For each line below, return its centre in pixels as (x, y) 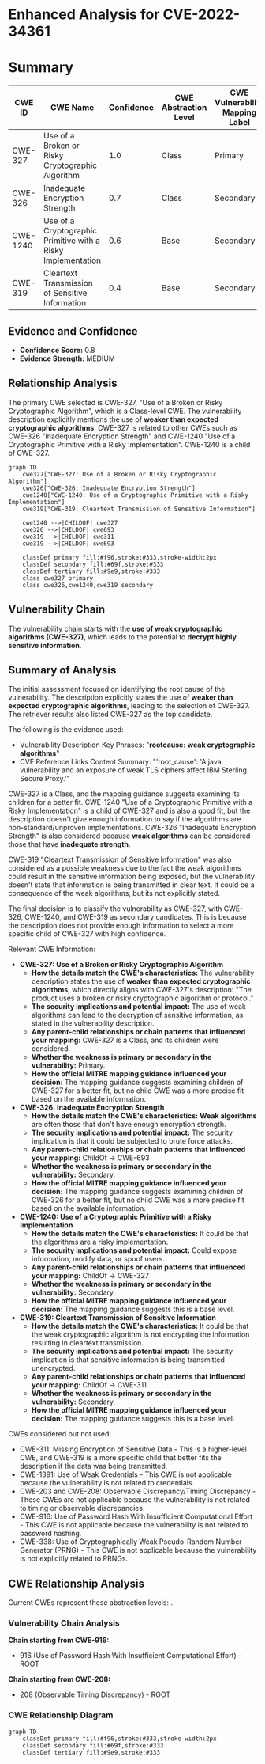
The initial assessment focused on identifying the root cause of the (117, 689)
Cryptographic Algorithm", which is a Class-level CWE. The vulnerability (125, 411)
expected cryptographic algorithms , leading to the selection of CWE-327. (129, 706)
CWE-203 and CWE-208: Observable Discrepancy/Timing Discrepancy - (138, 1491)
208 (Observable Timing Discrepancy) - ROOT (95, 1694)
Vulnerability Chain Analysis (64, 1623)
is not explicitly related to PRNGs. (74, 1559)
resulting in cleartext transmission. (88, 1343)
